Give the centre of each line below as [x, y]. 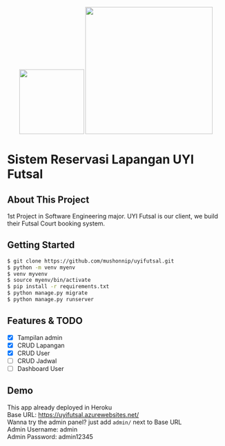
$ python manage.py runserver [51, 300]
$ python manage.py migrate [48, 293]
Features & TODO [45, 321]
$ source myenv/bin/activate [49, 280]
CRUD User [33, 353]
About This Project [48, 200]
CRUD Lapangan [41, 345]
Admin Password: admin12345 [50, 436]
